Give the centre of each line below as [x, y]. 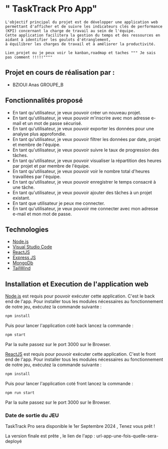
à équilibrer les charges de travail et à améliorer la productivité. [80, 44]
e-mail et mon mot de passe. [42, 214]
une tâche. [24, 187]
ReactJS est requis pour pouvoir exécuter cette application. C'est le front [80, 354]
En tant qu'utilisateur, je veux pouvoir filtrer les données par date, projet [87, 139]
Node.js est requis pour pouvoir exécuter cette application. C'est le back [80, 296]
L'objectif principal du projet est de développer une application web [81, 22]
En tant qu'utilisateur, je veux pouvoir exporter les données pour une [83, 128]
